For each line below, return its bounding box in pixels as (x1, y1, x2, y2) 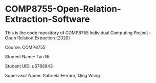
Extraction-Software (5, 14, 90, 25)
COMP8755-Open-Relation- (5, 3, 121, 15)
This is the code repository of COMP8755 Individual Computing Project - (5, 30, 152, 35)
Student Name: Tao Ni (5, 53, 50, 59)
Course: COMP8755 (5, 44, 45, 50)
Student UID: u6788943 (5, 63, 53, 69)
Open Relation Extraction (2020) (5, 35, 70, 41)
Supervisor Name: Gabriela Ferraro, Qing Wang (5, 72, 100, 78)
